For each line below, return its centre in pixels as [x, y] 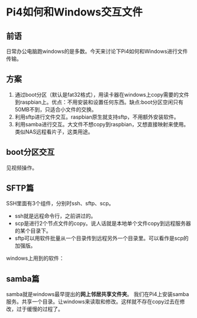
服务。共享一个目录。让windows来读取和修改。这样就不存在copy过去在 [93, 302]
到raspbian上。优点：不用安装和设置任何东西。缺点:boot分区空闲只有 [99, 102]
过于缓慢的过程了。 [40, 309]
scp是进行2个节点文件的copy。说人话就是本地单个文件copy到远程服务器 [103, 224]
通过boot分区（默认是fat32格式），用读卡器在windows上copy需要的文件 [102, 94]
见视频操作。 [22, 167]
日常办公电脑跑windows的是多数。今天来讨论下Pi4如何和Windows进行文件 [97, 51]
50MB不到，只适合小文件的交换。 [56, 109]
